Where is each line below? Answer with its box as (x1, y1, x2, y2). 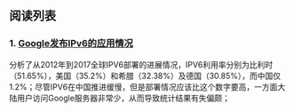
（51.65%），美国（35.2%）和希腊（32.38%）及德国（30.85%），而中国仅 (9, 70, 282, 81)
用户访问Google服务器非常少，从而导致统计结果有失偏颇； (16, 92, 231, 103)
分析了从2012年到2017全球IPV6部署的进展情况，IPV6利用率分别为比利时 (9, 59, 274, 69)
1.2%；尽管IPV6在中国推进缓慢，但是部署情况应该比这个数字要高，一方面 (9, 81, 278, 92)
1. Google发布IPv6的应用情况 (9, 37, 133, 50)
